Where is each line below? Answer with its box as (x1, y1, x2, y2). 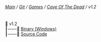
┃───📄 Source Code (5, 31, 47, 37)
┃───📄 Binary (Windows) (5, 26, 57, 31)
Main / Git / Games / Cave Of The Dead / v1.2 (5, 4, 97, 10)
